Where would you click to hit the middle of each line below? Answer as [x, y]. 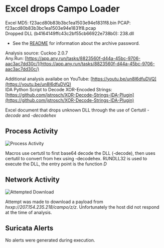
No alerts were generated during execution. [50, 240]
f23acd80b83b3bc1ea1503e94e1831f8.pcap [51, 28]
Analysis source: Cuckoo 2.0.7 [37, 53]
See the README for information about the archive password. [76, 43]
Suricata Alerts [29, 228]
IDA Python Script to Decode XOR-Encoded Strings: [59, 89]
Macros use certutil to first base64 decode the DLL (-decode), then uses [80, 153]
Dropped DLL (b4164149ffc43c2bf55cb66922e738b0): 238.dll [70, 33]
